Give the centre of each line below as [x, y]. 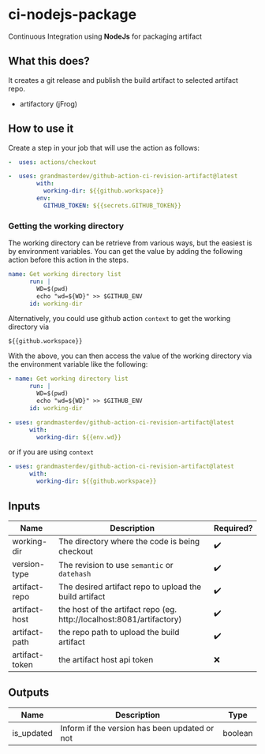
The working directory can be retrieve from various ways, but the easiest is [130, 243]
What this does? [49, 61]
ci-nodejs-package [72, 15]
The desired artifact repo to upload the [130, 587]
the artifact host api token [106, 659]
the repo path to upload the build [119, 632]
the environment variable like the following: [78, 364]
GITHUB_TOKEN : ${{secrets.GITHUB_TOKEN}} [112, 205]
